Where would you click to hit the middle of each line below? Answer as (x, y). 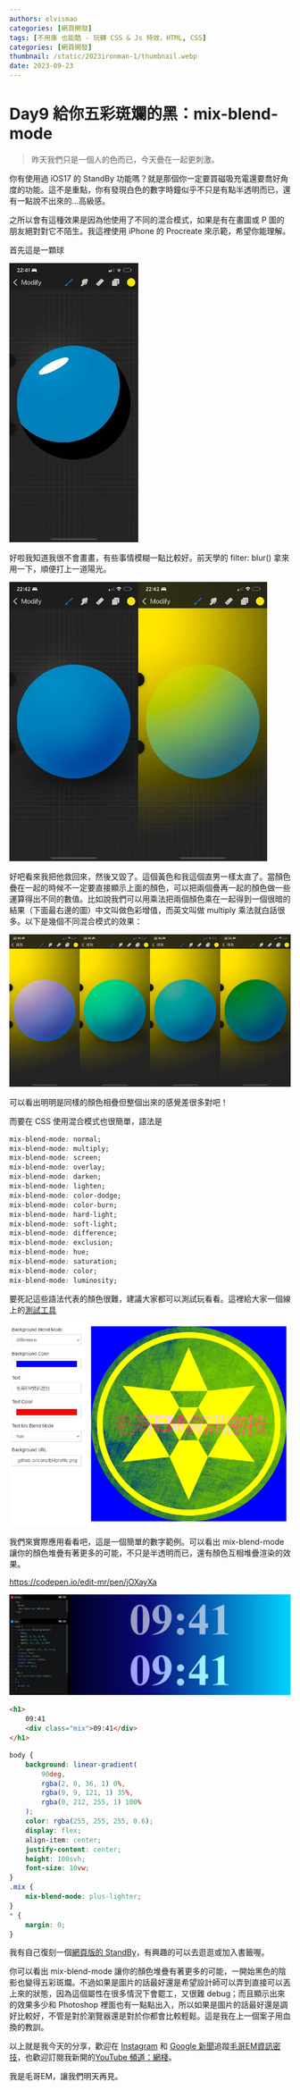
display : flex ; (54, 1830)
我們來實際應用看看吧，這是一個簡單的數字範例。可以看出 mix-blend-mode (147, 1542)
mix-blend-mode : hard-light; (63, 1214)
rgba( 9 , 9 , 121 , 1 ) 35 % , (87, 1793)
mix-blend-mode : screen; (55, 1158)
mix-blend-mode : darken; (55, 1177)
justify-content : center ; (74, 1850)
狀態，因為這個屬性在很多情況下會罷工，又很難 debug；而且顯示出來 (159, 1993)
